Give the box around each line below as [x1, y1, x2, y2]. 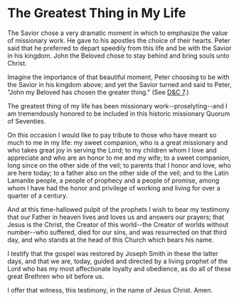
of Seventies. [7, 116, 46, 126]
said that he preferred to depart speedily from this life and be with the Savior [7, 44, 232, 52]
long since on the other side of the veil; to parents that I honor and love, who [7, 160, 231, 169]
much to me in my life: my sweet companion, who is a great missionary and [7, 138, 228, 147]
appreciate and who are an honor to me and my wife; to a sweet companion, [7, 153, 231, 162]
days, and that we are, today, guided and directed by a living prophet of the [7, 257, 228, 265]
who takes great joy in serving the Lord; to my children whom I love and [7, 146, 217, 154]
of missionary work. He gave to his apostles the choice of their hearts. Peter [7, 36, 230, 44]
